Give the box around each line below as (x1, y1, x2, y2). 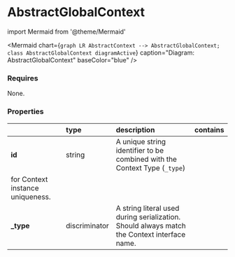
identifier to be (115, 145, 164, 155)
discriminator (66, 221, 110, 230)
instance (10, 183, 39, 193)
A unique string (115, 137, 166, 146)
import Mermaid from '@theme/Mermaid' (7, 27, 126, 36)
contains (194, 125, 225, 134)
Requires (7, 73, 38, 83)
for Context (10, 174, 48, 184)
